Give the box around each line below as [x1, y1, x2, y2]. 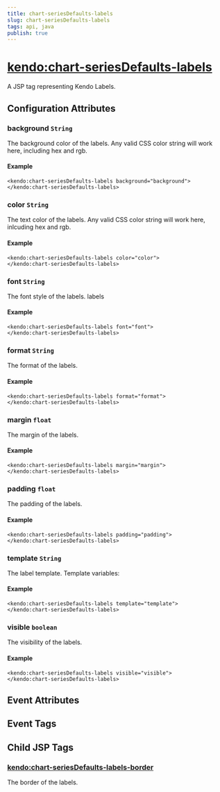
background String [7, 123, 73, 133]
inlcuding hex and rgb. [7, 223, 71, 231]
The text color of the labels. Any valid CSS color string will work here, [7, 216, 206, 224]
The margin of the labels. [7, 430, 79, 439]
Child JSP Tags [7, 741, 74, 753]
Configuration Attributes [7, 102, 116, 115]
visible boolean [7, 623, 58, 632]
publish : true [7, 29, 49, 37]
